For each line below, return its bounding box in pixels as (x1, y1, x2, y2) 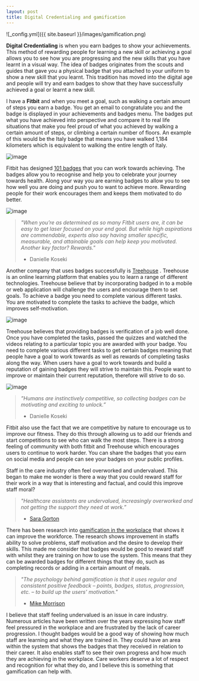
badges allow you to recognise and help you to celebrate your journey (6, 171, 177, 178)
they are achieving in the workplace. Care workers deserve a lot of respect (6, 655, 188, 662)
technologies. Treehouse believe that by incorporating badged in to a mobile (6, 280, 192, 287)
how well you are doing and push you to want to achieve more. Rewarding (6, 183, 187, 190)
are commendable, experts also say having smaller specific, (20, 232, 169, 239)
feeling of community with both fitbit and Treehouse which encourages (6, 442, 179, 450)
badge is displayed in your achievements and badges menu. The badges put (6, 110, 193, 117)
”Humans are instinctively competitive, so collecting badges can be (20, 394, 187, 401)
